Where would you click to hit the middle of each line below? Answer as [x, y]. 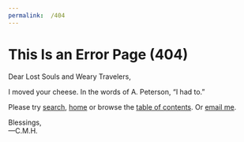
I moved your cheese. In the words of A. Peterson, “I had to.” [107, 92]
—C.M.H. [23, 130]
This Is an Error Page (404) [98, 54]
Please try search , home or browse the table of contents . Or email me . [122, 106]
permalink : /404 [37, 15]
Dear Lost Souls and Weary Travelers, [70, 77]
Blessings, [25, 122]
